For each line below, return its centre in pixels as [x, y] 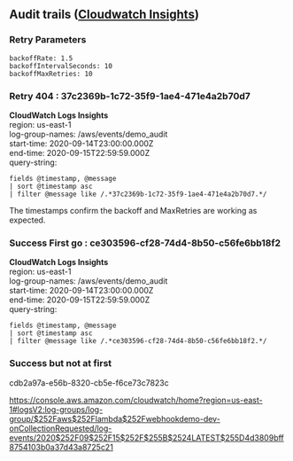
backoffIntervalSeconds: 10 [61, 66]
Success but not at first [61, 363]
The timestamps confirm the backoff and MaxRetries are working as [133, 210]
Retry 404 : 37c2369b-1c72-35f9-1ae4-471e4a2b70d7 [130, 96]
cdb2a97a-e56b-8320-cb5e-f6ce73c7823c [89, 383]
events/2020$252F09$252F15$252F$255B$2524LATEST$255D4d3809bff [147, 437]
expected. [27, 220]
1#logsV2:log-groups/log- [56, 409]
